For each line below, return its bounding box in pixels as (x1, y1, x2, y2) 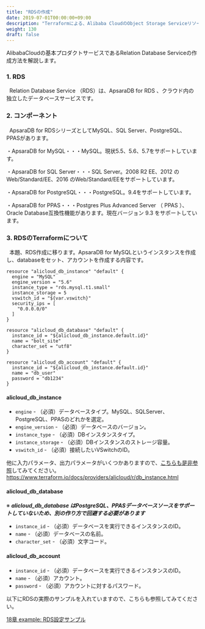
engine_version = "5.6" (12, 279, 72, 285)
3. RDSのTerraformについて (6, 234, 88, 242)
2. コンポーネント (6, 111, 58, 120)
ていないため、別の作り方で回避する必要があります (16, 510, 145, 517)
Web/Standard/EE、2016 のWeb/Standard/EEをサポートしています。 (6, 175, 178, 183)
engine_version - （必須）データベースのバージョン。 (15, 423, 149, 431)
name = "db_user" (12, 370, 56, 377)
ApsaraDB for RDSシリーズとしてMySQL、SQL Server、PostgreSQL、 (9, 127, 185, 134)
